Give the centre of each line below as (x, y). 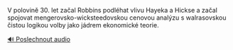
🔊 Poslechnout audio (39, 39)
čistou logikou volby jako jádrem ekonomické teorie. (83, 25)
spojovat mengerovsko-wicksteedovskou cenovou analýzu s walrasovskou (117, 18)
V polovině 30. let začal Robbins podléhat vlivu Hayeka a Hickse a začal (113, 10)
